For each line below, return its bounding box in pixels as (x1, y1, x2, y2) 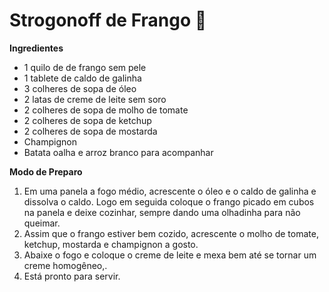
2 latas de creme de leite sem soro (23, 93, 167, 105)
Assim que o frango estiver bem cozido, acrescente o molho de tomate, (23, 227, 319, 239)
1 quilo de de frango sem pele (23, 61, 147, 73)
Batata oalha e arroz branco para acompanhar (23, 146, 214, 158)
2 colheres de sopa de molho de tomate (23, 104, 189, 116)
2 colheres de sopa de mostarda (23, 125, 158, 137)
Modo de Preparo (9, 165, 83, 178)
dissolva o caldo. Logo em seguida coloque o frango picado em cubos (23, 195, 315, 208)
